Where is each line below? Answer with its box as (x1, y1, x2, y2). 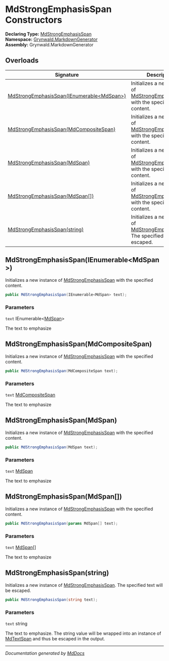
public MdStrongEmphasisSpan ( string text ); (5, 597, 98, 602)
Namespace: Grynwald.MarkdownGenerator (5, 36, 98, 42)
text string (5, 620, 28, 626)
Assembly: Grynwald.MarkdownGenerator (5, 41, 94, 47)
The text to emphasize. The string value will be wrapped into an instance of (5, 630, 161, 636)
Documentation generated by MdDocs (5, 650, 84, 656)
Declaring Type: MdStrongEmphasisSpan (5, 31, 92, 37)
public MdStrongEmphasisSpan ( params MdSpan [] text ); (5, 521, 118, 526)
